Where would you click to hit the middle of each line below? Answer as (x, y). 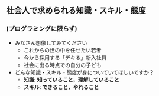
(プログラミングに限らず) (42, 29)
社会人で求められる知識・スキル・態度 (76, 11)
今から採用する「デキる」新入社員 (65, 57)
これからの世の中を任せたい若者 (62, 50)
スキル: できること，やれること (61, 87)
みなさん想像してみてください (51, 42)
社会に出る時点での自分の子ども (62, 65)
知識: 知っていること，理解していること (71, 80)
